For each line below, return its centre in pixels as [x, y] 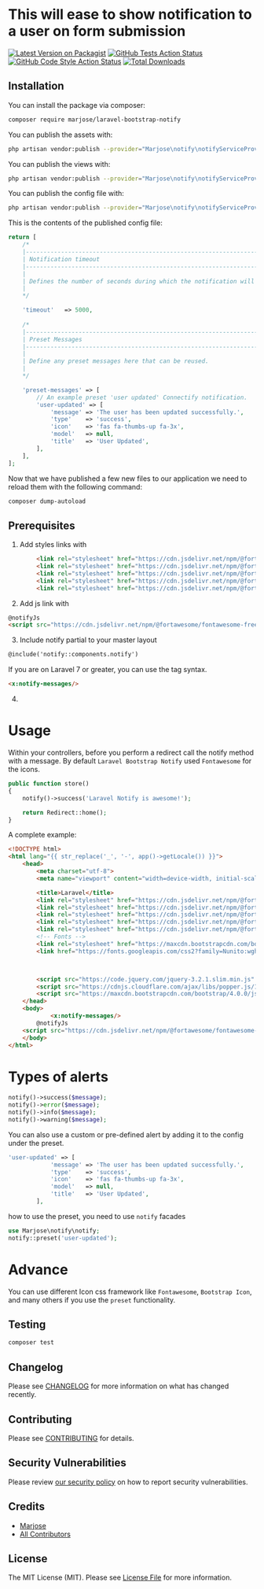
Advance [38, 1269]
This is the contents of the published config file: [85, 223]
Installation [36, 86]
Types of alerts [58, 1077]
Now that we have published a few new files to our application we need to [128, 479]
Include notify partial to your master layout [88, 640]
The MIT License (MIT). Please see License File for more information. [120, 1578]
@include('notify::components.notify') [73, 655]
